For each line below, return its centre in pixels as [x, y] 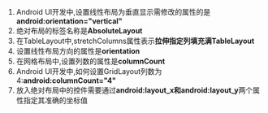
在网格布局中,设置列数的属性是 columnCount [91, 61]
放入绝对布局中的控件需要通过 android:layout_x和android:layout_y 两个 [134, 90]
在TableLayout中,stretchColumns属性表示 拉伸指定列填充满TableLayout [135, 41]
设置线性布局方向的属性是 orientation [78, 51]
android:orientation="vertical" [69, 21]
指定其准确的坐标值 [55, 100]
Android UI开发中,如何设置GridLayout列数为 [89, 71]
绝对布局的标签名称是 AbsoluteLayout [79, 30]
